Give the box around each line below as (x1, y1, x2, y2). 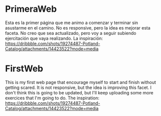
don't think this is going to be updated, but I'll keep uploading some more (5, 89, 154, 95)
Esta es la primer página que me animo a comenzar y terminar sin (5, 20, 138, 26)
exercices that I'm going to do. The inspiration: (5, 95, 99, 101)
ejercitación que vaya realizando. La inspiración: (5, 35, 103, 41)
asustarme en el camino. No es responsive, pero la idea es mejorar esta (5, 25, 151, 30)
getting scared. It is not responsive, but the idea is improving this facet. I (5, 85, 152, 90)
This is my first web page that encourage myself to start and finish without (5, 79, 156, 85)
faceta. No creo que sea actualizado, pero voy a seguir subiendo (5, 30, 136, 36)
